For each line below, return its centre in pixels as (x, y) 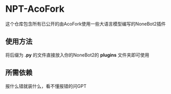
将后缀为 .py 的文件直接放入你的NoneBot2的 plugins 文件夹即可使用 (78, 55)
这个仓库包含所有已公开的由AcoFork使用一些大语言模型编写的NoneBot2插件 (85, 24)
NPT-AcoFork (35, 9)
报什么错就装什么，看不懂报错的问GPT (46, 86)
